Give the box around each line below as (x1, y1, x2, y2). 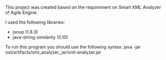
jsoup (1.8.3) (12, 29, 39, 34)
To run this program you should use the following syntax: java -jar (5, 44, 141, 49)
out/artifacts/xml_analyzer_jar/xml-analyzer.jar (5, 49, 101, 55)
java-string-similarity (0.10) (12, 34, 69, 40)
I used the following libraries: (5, 19, 65, 25)
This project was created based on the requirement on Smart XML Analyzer (5, 4, 161, 10)
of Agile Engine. (5, 9, 38, 15)
